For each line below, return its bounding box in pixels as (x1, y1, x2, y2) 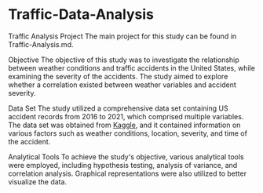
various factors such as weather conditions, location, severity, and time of (8, 128, 247, 138)
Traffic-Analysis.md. (8, 39, 74, 49)
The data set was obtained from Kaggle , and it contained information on (8, 120, 241, 129)
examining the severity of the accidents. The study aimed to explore (8, 71, 228, 81)
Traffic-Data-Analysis (8, 5, 155, 24)
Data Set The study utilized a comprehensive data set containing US (8, 104, 229, 113)
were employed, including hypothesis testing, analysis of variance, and (8, 160, 238, 169)
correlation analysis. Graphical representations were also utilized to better (8, 169, 247, 178)
